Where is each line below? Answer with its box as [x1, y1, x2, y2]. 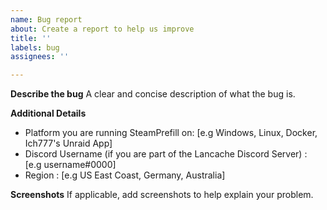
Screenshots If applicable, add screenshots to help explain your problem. [10, 189, 314, 201]
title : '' [10, 33, 52, 43]
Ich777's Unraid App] [24, 137, 113, 150]
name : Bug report [10, 14, 83, 25]
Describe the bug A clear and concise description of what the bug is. [10, 88, 296, 100]
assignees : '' [10, 52, 70, 62]
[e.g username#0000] [24, 159, 117, 171]
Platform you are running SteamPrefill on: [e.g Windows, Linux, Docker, [24, 127, 318, 139]
